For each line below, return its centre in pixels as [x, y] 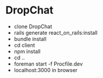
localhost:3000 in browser [46, 70]
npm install [27, 51]
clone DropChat [33, 26]
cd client [25, 45]
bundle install [30, 39]
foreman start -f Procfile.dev [48, 64]
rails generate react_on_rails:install [56, 32]
